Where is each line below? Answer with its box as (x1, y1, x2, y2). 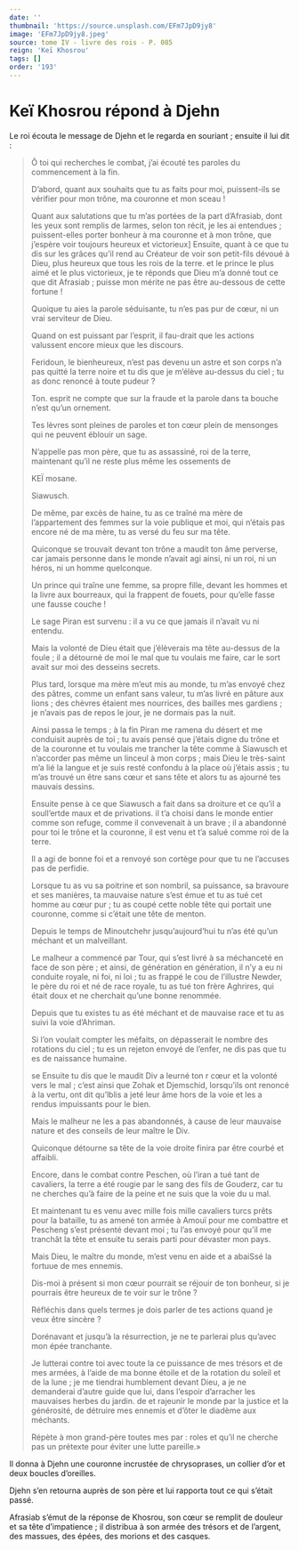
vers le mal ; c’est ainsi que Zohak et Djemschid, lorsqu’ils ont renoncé (30, 1079, 289, 1090)
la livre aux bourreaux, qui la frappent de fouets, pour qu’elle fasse (30, 589, 276, 600)
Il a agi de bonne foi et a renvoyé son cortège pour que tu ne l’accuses (30, 853, 290, 864)
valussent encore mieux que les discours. (30, 339, 184, 350)
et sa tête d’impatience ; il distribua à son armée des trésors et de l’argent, (9, 1521, 282, 1531)
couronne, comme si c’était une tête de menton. (30, 908, 206, 919)
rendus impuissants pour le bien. (30, 1098, 151, 1109)
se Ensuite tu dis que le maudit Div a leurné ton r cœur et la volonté (30, 1070, 279, 1081)
